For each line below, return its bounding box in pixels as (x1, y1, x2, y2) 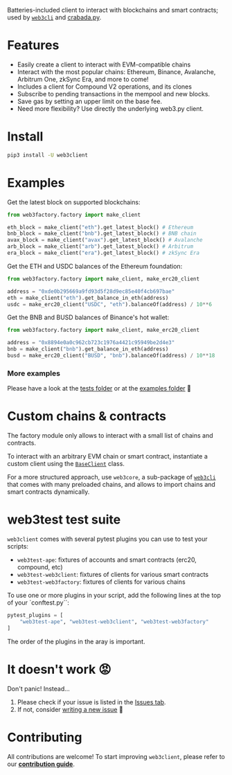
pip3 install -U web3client (7, 152, 89, 159)
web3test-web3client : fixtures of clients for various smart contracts (17, 571, 209, 579)
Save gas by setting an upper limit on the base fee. (17, 97, 163, 105)
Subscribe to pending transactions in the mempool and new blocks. (17, 89, 210, 98)
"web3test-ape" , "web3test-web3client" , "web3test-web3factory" (19, 618, 209, 625)
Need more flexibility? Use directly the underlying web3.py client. (17, 104, 204, 113)
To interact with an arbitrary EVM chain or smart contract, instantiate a (7, 452, 208, 461)
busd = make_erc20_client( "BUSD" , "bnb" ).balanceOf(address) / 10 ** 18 (7, 353, 215, 359)
